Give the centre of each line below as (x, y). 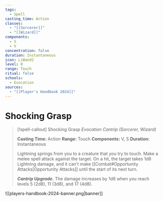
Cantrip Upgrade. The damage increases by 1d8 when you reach (83, 179)
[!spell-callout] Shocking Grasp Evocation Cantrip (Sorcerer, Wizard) (87, 129)
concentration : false (27, 50)
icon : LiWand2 (20, 60)
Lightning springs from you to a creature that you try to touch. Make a (88, 154)
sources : (14, 87)
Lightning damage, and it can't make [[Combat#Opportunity (78, 164)
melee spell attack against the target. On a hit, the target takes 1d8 (84, 159)
